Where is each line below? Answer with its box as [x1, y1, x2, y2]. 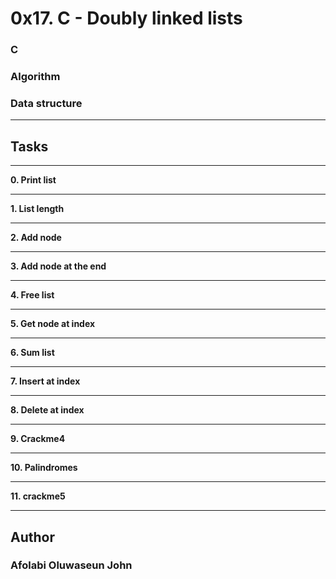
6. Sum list [10, 347, 55, 359]
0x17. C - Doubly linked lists [10, 7, 243, 30]
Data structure [10, 96, 83, 110]
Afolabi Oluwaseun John [10, 558, 133, 572]
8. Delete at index [10, 404, 85, 416]
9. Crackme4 [10, 433, 66, 445]
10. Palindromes [10, 462, 78, 474]
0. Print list [10, 174, 57, 186]
